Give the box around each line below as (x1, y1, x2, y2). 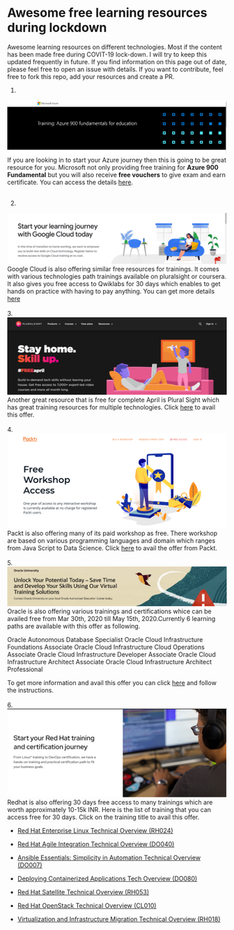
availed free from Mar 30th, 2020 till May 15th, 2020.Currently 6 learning (7, 615, 216, 623)
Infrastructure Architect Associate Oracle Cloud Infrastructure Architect (7, 658, 212, 666)
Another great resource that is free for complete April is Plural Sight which (7, 396, 219, 404)
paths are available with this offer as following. (7, 622, 141, 631)
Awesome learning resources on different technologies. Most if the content (7, 43, 223, 51)
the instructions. (7, 686, 54, 695)
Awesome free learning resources (7, 5, 208, 21)
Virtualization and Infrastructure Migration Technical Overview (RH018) (17, 915, 221, 924)
